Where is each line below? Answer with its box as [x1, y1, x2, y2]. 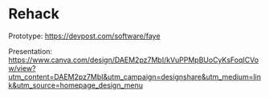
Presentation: [8, 46, 53, 56]
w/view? [8, 63, 36, 73]
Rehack [8, 5, 60, 23]
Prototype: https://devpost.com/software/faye [8, 31, 161, 41]
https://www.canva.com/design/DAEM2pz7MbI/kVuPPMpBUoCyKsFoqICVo [8, 55, 259, 65]
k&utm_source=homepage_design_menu [8, 80, 143, 90]
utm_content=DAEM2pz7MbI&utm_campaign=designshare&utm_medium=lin [8, 72, 261, 81]
